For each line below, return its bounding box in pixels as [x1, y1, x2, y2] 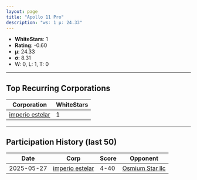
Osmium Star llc [122, 164, 166, 172]
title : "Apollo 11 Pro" [6, 14, 64, 20]
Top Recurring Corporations [6, 83, 111, 93]
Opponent [130, 154, 159, 162]
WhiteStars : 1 [14, 36, 48, 43]
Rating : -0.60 [14, 42, 47, 49]
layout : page [6, 8, 38, 15]
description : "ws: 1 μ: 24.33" [6, 19, 83, 25]
